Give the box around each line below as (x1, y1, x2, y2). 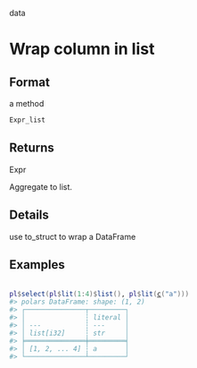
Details (9, 208, 49, 223)
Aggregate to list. (9, 181, 73, 192)
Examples (9, 257, 65, 272)
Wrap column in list (9, 39, 155, 59)
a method (9, 98, 45, 108)
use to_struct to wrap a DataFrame (9, 231, 136, 242)
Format (9, 74, 51, 90)
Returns (9, 141, 55, 156)
